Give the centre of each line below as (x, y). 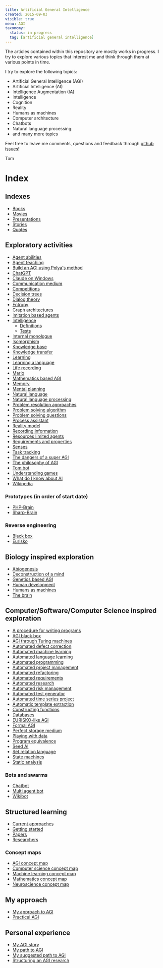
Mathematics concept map (40, 879)
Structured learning (36, 812)
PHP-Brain (23, 507)
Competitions (26, 288)
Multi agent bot (28, 791)
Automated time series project (43, 699)
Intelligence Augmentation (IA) (43, 92)
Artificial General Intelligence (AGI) (48, 81)
